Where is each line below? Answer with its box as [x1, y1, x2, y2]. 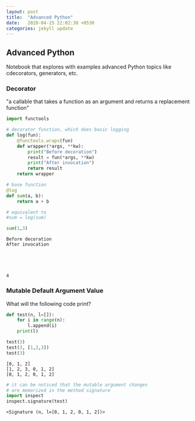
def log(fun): [6, 132, 42, 138]
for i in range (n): [17, 317, 66, 323]
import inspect [6, 393, 44, 399]
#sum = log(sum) [6, 215, 47, 221]
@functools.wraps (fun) [17, 138, 73, 144]
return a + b [17, 198, 49, 205]
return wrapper [17, 171, 55, 177]
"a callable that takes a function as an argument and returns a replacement [6, 98, 190, 105]
